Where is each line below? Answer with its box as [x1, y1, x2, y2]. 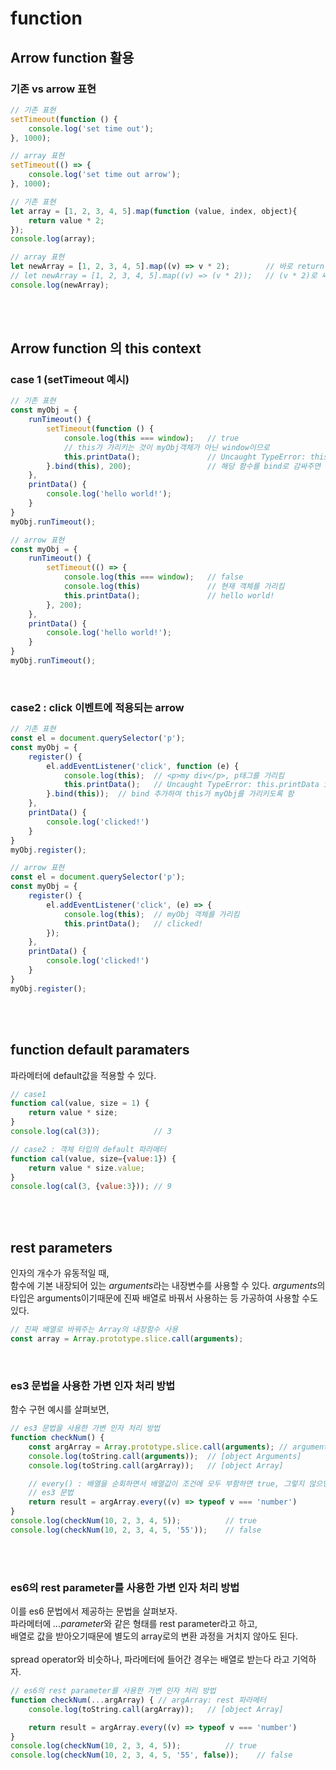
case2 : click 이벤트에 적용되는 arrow [10, 700, 185, 714]
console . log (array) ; [10, 234, 97, 244]
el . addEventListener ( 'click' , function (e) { [46, 761, 240, 771]
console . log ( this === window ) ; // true [63, 433, 240, 443]
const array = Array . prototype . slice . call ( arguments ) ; [10, 1333, 244, 1344]
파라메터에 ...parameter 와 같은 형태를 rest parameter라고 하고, [10, 1618, 258, 1630]
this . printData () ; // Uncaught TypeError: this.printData [63, 780, 320, 790]
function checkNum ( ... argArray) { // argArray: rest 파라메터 [10, 1695, 267, 1705]
